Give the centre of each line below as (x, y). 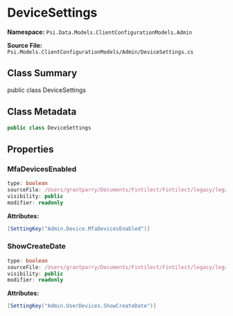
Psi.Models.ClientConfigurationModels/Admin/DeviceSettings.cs (101, 52)
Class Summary (42, 73)
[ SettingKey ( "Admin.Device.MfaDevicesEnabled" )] (79, 229)
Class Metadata (42, 112)
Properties (31, 149)
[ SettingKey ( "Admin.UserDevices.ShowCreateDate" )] (82, 306)
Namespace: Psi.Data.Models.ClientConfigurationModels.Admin (100, 32)
